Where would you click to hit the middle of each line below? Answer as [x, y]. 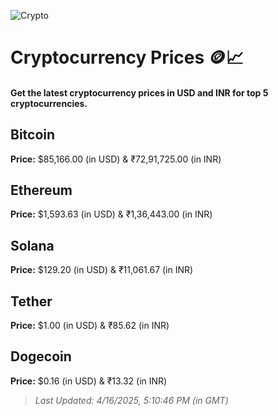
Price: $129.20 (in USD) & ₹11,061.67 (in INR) [102, 270]
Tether [31, 301]
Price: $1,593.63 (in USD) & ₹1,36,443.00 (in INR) [111, 214]
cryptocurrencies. [49, 103]
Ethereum [41, 190]
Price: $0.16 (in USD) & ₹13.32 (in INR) [89, 381]
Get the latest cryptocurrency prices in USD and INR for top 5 [139, 92]
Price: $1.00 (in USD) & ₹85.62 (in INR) [90, 326]
